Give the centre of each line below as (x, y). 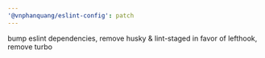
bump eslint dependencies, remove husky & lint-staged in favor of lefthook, (132, 38)
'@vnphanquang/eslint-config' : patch (71, 15)
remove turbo (30, 46)
